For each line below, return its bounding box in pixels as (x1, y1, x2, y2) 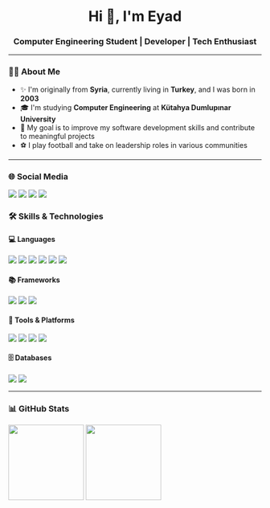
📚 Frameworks (8, 275, 60, 285)
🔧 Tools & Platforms (8, 315, 75, 325)
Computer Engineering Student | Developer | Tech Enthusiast (13, 36, 257, 47)
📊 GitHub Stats (8, 403, 70, 414)
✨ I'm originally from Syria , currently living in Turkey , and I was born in (19, 84, 256, 94)
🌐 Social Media (8, 170, 68, 182)
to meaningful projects (19, 131, 95, 141)
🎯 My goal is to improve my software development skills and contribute (19, 122, 256, 132)
